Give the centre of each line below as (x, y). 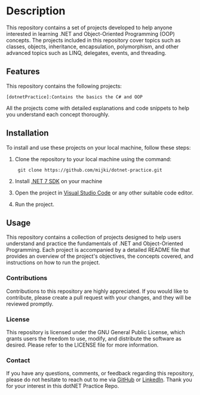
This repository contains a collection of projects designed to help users (94, 237)
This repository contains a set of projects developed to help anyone (89, 27)
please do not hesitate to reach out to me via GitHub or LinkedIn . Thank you (99, 379)
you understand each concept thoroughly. (58, 114)
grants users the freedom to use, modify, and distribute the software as (94, 338)
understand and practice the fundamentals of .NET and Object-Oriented (95, 243)
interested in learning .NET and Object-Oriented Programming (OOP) (90, 33)
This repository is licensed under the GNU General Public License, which (96, 332)
